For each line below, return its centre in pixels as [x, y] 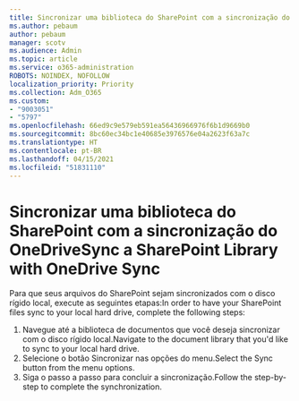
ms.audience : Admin [46, 51]
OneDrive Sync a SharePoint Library [144, 249]
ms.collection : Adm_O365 [56, 92]
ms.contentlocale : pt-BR [56, 150]
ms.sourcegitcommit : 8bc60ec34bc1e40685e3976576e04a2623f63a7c [130, 134]
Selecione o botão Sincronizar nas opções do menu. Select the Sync [147, 358]
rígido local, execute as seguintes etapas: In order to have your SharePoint [145, 303]
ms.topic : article [43, 59]
